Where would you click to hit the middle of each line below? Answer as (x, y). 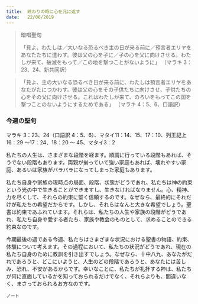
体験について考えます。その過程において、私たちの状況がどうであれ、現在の (99, 247)
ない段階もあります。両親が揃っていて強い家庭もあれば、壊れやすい (99, 162)
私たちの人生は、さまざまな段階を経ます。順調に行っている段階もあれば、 (96, 155)
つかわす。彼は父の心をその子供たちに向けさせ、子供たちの (119, 89)
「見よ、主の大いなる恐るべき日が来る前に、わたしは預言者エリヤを (103, 82)
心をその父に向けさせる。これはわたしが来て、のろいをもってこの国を (106, 97)
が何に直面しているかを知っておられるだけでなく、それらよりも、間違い (94, 276)
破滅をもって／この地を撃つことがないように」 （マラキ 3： (119, 62)
